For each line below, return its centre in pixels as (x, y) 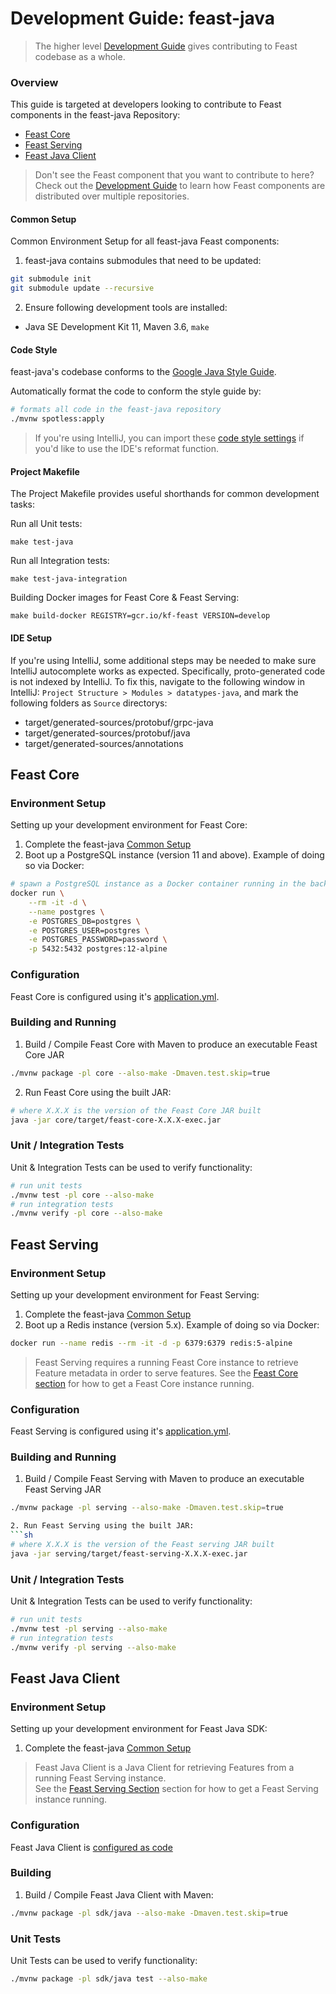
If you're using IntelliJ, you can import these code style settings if (169, 438)
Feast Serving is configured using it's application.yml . (121, 1431)
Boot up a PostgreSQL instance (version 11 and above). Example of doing (174, 855)
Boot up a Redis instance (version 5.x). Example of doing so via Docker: (172, 1324)
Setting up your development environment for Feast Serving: (135, 1294)
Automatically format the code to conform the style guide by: (136, 391)
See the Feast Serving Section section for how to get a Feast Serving (176, 1789)
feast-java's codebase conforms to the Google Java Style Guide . (143, 372)
